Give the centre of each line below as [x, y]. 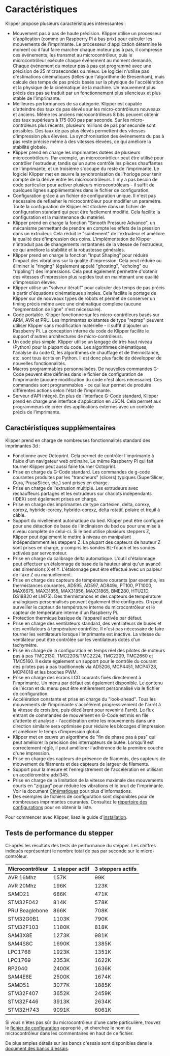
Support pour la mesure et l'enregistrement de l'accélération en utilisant [88, 769]
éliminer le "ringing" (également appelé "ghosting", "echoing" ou [80, 266]
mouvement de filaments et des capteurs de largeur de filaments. [81, 764]
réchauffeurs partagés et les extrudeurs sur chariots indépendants [82, 493]
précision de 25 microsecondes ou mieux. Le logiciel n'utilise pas [81, 71]
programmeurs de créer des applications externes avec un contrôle [83, 406]
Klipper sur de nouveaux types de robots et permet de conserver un [84, 298]
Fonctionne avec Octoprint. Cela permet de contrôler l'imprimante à [83, 455]
